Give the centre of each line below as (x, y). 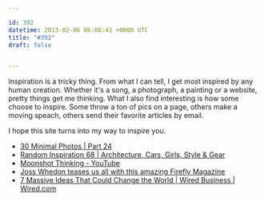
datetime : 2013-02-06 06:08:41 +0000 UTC (78, 30)
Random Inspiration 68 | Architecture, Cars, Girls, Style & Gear (122, 155)
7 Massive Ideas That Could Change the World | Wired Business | (128, 180)
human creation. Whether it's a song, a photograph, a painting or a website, (133, 90)
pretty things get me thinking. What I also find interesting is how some (124, 99)
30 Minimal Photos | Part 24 (66, 146)
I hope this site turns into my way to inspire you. (87, 131)
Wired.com (38, 189)
